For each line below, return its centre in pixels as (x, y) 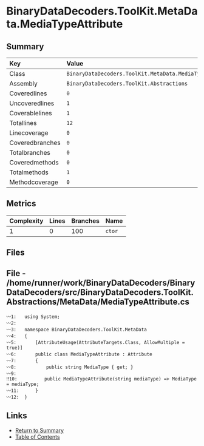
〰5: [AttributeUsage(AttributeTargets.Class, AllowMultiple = (96, 343)
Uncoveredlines (32, 103)
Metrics (21, 204)
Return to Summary (39, 430)
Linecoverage (29, 133)
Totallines (23, 123)
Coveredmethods (34, 162)
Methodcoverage (34, 182)
